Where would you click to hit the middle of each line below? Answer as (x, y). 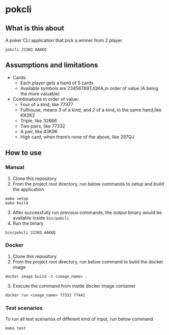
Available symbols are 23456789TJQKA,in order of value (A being (89, 88)
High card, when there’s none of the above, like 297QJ (77, 137)
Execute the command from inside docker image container (74, 286)
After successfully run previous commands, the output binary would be (87, 212)
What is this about (35, 28)
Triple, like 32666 (39, 120)
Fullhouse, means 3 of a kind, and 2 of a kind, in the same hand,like (91, 110)
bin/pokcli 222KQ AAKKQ (31, 232)
